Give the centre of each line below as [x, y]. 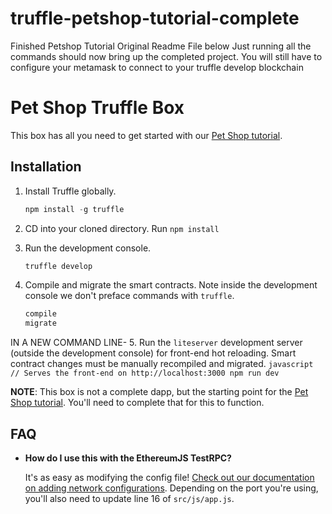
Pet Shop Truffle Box [97, 108]
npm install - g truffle [74, 209]
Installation [46, 167]
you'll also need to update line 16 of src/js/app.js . [129, 498]
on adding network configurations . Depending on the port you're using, [171, 488]
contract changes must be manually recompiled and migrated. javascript [162, 364]
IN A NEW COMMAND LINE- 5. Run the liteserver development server [156, 343]
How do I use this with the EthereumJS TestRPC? [128, 458]
